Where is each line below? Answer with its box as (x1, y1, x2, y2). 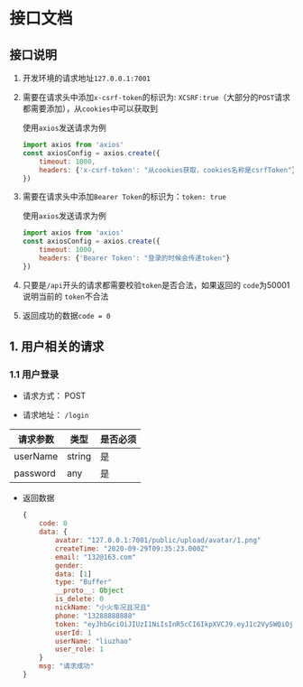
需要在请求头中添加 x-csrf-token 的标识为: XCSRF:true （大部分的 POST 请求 (22, 92, 290, 102)
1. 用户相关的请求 (9, 339, 105, 355)
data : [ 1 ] (55, 570, 92, 579)
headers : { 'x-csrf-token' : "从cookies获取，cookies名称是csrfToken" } (39, 165, 297, 174)
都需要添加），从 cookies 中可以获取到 (22, 103, 158, 114)
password (14, 467, 56, 479)
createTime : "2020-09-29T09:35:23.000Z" (55, 543, 209, 553)
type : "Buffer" (55, 578, 113, 587)
